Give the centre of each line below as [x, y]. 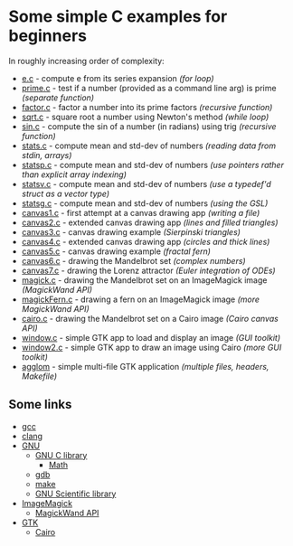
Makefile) [39, 376]
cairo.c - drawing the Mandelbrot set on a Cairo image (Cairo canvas [150, 318]
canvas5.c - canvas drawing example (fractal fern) [116, 251]
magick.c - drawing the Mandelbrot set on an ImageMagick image [144, 280]
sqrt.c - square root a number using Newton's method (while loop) [145, 117]
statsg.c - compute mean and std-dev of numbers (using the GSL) [145, 203]
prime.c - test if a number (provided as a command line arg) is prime [149, 88]
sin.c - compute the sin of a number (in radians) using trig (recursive [149, 126]
